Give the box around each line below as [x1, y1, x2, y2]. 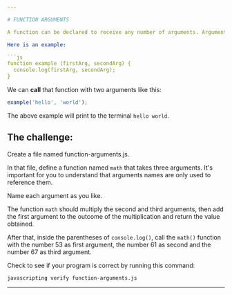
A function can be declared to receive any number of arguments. [7, 28, 199, 35]
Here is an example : [7, 41, 67, 48]
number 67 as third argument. [7, 247, 92, 256]
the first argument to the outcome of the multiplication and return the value [7, 212, 220, 220]
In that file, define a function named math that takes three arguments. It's [7, 163, 213, 172]
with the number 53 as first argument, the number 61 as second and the [7, 240, 211, 249]
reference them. [7, 178, 53, 186]
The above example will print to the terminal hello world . [7, 111, 169, 120]
